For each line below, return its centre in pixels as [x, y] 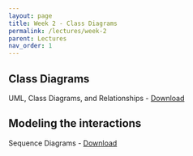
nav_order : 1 [30, 46]
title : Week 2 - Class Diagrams [63, 23]
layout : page [30, 16]
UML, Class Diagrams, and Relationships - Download [96, 98]
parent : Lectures [38, 38]
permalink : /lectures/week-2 [58, 31]
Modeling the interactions [75, 123]
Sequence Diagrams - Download [63, 143]
